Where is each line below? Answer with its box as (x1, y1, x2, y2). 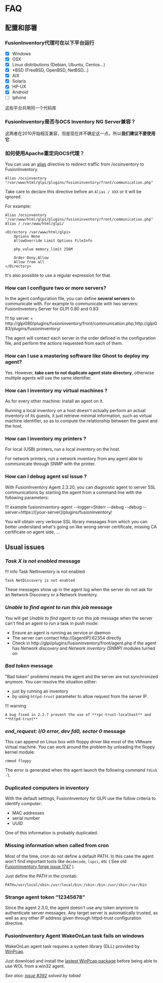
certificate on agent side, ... (5, 529, 60, 535)
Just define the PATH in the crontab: (5, 873, 78, 879)
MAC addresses (12, 810, 45, 816)
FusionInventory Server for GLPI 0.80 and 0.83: (5, 306, 100, 312)
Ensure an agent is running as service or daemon (12, 629, 111, 636)
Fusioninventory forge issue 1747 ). (5, 863, 75, 870)
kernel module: (5, 749, 35, 755)
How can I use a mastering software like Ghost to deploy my (5, 353, 149, 359)
